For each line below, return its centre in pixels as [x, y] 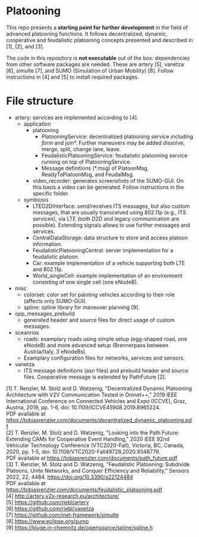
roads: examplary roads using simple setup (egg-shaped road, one [105, 339]
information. [47, 244]
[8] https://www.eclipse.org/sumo [48, 521]
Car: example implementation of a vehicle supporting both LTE [109, 263]
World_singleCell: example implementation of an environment [108, 276]
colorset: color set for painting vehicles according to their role [99, 294]
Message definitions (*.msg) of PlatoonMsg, [95, 168]
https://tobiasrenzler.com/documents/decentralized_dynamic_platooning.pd [99, 420]
